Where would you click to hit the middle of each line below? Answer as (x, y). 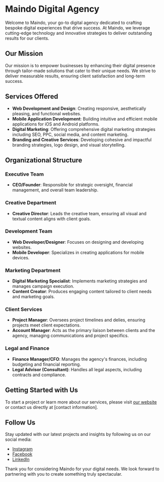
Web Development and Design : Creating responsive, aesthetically (79, 108)
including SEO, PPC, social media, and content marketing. (70, 134)
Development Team (29, 231)
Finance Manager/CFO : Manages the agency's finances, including (79, 359)
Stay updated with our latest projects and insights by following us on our (78, 434)
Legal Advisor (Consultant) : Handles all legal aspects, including (77, 369)
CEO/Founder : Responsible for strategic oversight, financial (72, 185)
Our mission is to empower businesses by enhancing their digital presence (80, 65)
